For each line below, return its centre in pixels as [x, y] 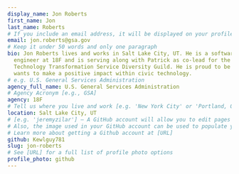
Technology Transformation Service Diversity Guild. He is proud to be [122, 67]
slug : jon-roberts [34, 146]
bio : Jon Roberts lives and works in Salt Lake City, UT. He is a [108, 54]
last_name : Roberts [36, 27]
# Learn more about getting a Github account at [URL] [90, 133]
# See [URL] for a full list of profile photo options [90, 153]
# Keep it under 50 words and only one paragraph [83, 47]
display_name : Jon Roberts [47, 14]
